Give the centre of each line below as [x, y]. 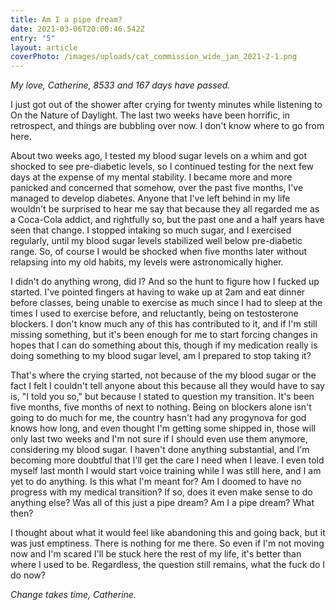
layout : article [44, 47]
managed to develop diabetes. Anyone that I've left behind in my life [150, 198]
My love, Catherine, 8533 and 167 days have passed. [120, 85]
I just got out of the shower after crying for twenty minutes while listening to [166, 105]
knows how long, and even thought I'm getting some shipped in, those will [163, 428]
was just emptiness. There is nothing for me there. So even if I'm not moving [167, 543]
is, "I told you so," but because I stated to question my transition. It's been [162, 397]
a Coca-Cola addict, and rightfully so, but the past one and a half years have [167, 220]
